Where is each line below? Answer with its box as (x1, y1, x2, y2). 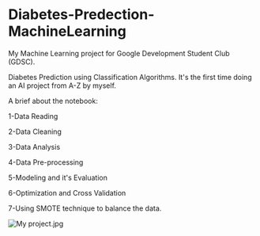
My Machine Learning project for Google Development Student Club (8, 48, 230, 58)
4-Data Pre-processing (8, 157, 84, 167)
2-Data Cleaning (8, 127, 62, 136)
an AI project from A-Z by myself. (8, 81, 117, 90)
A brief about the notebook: (8, 96, 99, 105)
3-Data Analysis (8, 142, 61, 151)
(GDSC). (8, 57, 36, 67)
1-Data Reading (8, 111, 58, 120)
